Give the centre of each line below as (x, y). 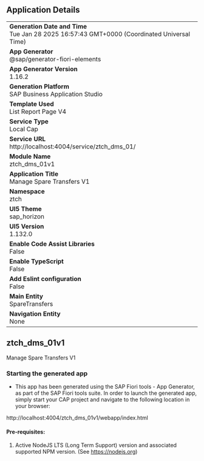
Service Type (29, 121)
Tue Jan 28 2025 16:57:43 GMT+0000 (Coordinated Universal (100, 34)
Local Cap (24, 129)
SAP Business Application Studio (56, 94)
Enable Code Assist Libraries (52, 244)
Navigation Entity (35, 314)
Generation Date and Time (48, 26)
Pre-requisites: (26, 432)
